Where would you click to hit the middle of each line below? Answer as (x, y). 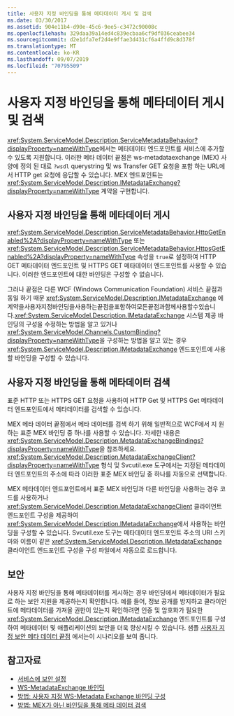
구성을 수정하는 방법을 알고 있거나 (71, 324)
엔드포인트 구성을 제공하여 (43, 515)
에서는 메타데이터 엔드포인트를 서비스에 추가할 (162, 149)
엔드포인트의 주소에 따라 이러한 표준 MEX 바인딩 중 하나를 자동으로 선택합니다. (120, 474)
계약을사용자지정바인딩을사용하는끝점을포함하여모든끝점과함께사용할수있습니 (111, 307)
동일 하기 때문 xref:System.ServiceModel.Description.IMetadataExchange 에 (115, 298)
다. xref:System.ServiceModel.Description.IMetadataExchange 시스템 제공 (112, 315)
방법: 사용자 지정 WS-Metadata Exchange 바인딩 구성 (92, 696)
